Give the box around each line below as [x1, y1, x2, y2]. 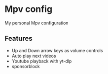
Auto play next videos [11, 53, 56, 59]
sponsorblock [11, 63, 40, 69]
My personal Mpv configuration [4, 20, 69, 26]
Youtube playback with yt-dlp [11, 58, 72, 64]
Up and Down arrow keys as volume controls [11, 47, 103, 53]
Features [4, 34, 33, 43]
